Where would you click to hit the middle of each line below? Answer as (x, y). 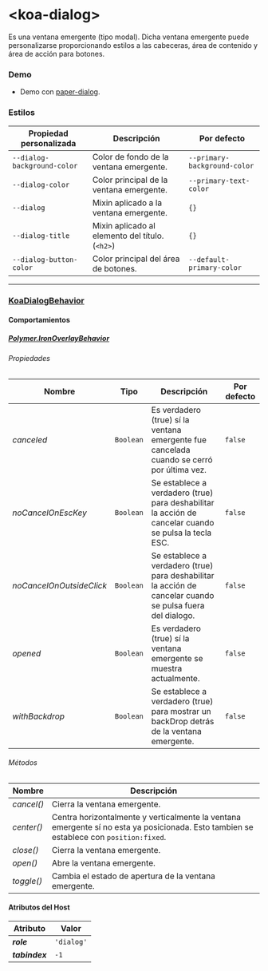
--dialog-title (41, 236)
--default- (209, 260)
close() (26, 850)
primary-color (215, 268)
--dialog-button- (45, 260)
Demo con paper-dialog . (60, 92)
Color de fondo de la (130, 157)
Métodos (23, 763)
